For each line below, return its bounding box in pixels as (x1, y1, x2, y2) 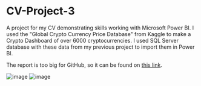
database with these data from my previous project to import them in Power (6, 43, 195, 51)
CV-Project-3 (6, 4, 75, 18)
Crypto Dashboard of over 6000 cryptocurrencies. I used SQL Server (6, 37, 179, 44)
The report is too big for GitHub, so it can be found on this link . (6, 61, 162, 69)
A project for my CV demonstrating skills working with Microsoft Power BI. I (6, 24, 194, 31)
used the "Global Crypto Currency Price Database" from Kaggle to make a (6, 30, 191, 37)
